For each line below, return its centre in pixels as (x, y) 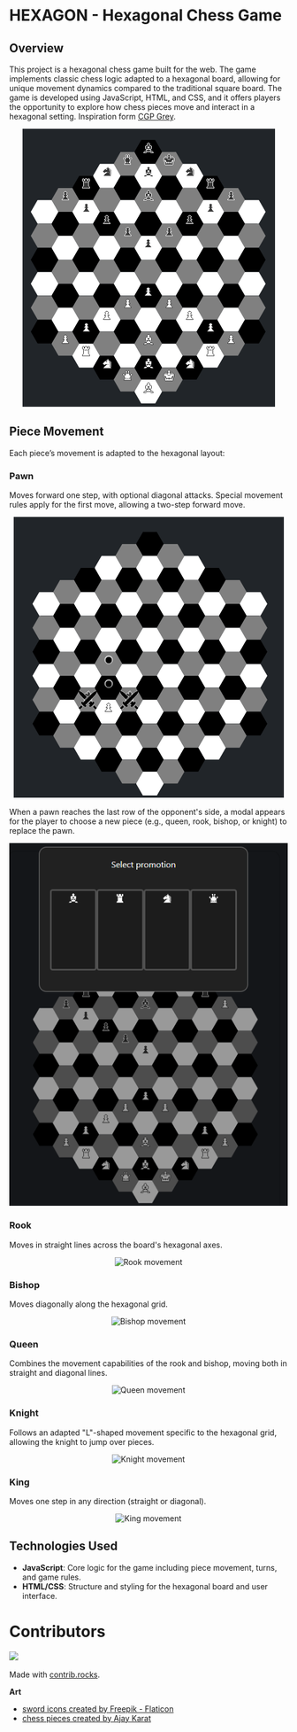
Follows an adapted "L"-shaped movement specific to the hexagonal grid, (143, 1433)
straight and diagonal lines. (58, 1373)
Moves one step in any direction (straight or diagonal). (108, 1502)
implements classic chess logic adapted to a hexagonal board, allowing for (145, 79)
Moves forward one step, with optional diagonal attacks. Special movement (146, 495)
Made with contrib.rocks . (55, 1674)
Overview (37, 48)
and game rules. (51, 1577)
